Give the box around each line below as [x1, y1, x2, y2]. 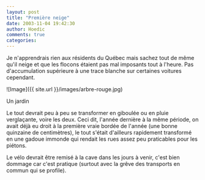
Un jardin [6, 97, 29, 105]
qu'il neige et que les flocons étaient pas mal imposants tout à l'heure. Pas [6, 61, 194, 68]
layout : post [6, 9, 40, 15]
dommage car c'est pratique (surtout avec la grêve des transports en [6, 160, 181, 167]
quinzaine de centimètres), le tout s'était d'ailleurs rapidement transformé [6, 129, 192, 136]
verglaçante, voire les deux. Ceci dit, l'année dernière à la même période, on [6, 116, 199, 123]
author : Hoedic [6, 26, 45, 32]
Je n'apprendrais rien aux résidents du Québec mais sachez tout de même [6, 54, 195, 61]
